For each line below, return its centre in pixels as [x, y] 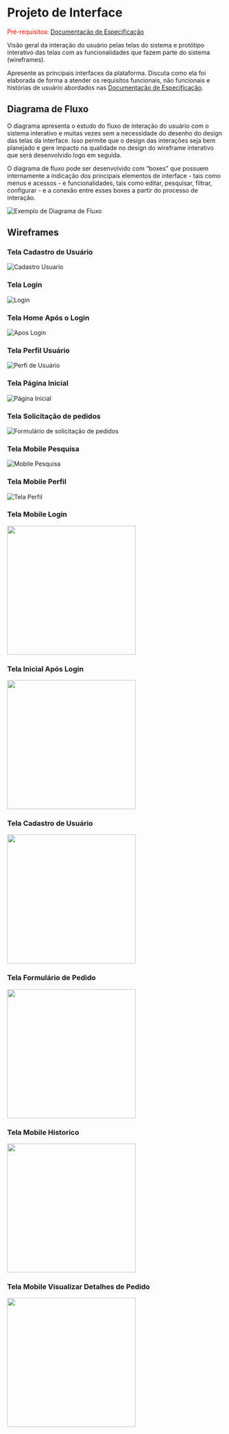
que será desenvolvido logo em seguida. [64, 155]
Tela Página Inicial [38, 383]
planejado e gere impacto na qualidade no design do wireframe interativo [110, 148]
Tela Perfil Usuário [38, 350]
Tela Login [25, 285]
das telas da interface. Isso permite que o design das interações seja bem [111, 140]
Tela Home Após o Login [48, 318]
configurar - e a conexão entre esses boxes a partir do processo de [103, 190]
